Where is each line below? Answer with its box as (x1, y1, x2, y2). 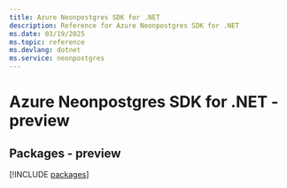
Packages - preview (9, 146, 121, 161)
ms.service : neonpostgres (9, 54, 105, 63)
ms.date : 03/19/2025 (9, 29, 86, 38)
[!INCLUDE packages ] (9, 169, 89, 179)
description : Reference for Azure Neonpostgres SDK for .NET (9, 21, 240, 30)
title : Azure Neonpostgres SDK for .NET (9, 12, 161, 22)
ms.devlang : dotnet (9, 46, 81, 55)
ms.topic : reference (9, 37, 86, 47)
